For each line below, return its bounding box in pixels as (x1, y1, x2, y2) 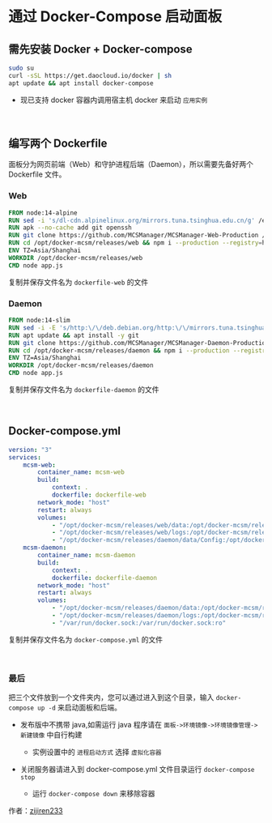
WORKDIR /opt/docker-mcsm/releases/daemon (8, 361, 154, 369)
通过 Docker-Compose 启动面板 (8, 7, 223, 26)
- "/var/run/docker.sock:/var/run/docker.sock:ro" (51, 619, 227, 627)
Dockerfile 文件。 (8, 169, 66, 179)
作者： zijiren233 (8, 806, 63, 816)
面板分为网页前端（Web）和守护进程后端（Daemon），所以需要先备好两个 (8, 160, 253, 169)
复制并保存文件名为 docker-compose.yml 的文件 (8, 634, 164, 644)
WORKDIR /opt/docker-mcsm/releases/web (8, 254, 143, 262)
